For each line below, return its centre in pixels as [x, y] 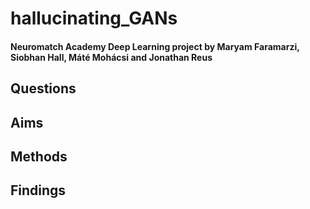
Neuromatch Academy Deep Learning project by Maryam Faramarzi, [155, 46]
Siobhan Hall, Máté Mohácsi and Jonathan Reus [111, 57]
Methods [39, 156]
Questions [43, 88]
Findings [38, 190]
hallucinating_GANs [94, 18]
